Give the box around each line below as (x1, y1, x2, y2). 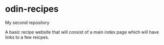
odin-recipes (5, 3, 59, 15)
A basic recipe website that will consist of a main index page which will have (5, 29, 159, 35)
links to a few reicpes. (5, 34, 49, 40)
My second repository (5, 20, 50, 25)
